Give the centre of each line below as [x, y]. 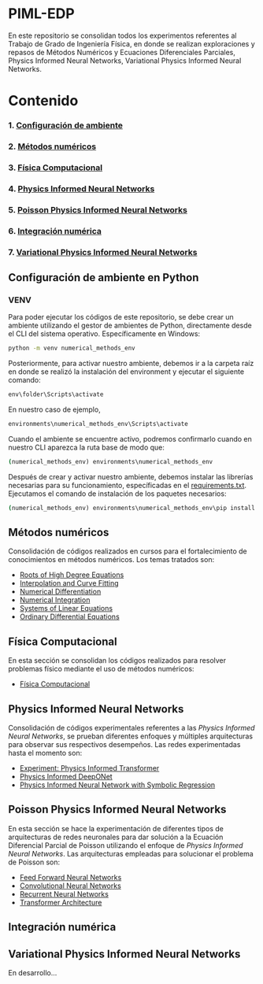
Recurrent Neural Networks [64, 893]
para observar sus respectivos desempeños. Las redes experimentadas [124, 745]
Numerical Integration [55, 600]
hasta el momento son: [45, 753]
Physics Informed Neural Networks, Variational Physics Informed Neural [125, 61]
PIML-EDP [41, 14]
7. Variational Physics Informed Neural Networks [103, 252]
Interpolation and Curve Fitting [69, 583]
